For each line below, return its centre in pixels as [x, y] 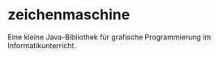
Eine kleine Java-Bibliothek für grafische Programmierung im [109, 37]
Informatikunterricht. [42, 45]
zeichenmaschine [69, 15]
